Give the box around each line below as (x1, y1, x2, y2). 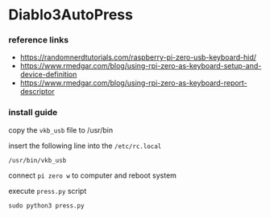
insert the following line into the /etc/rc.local (8, 141, 162, 150)
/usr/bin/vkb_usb (8, 156, 67, 164)
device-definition (19, 70, 77, 80)
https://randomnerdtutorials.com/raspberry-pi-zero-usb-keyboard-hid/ (19, 52, 256, 62)
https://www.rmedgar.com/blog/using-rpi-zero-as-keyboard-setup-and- (19, 61, 262, 71)
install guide (8, 107, 58, 118)
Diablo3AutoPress (8, 6, 133, 24)
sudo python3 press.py (8, 201, 85, 210)
